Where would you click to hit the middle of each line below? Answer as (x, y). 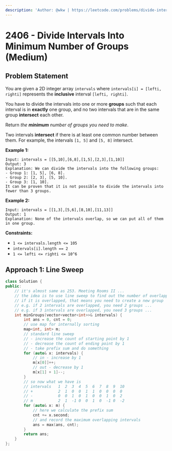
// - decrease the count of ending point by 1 (74, 344)
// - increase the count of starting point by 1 (77, 339)
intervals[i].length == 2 (40, 249)
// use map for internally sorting (62, 325)
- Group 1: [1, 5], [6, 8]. (35, 173)
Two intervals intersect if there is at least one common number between (82, 134)
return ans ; (37, 434)
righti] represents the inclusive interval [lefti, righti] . (67, 94)
